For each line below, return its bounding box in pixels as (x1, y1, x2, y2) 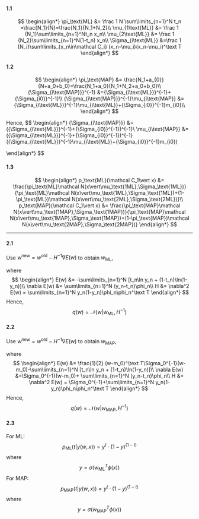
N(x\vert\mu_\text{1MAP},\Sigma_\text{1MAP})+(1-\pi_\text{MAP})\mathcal (9, 214, 190, 221)
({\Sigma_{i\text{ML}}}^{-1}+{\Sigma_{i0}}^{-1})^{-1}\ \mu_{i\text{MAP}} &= (6, 125, 189, 133)
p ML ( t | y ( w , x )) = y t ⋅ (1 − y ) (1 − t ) (62, 442, 137, 451)
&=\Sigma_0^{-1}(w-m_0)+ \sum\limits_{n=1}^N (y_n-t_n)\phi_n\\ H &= (15, 372, 184, 379)
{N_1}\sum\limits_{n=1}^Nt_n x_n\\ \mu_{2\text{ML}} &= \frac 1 (24, 30, 175, 38)
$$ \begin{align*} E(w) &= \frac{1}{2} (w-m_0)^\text (12, 360, 139, 367)
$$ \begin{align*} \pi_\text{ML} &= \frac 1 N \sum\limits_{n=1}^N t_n (17, 18, 182, 25)
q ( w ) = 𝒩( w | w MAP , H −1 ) (70, 404, 129, 413)
